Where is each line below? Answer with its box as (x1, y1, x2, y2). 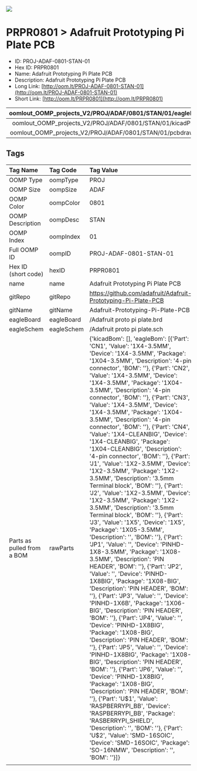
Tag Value (89, 166, 118, 174)
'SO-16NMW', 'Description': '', (89, 746, 175, 754)
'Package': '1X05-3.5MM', (89, 525, 164, 534)
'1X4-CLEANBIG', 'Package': (89, 437, 170, 445)
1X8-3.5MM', (89, 547, 128, 555)
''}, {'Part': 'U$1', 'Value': (89, 694, 158, 702)
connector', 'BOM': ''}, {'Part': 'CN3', (89, 393, 190, 401)
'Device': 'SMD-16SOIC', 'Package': (89, 738, 190, 746)
